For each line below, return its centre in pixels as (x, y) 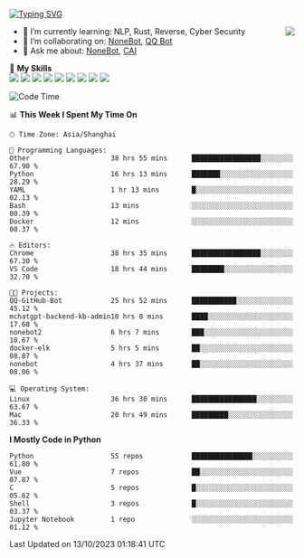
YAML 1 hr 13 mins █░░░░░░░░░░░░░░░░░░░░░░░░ (152, 190)
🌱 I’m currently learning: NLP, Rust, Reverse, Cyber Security (134, 31)
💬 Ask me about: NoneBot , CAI (80, 51)
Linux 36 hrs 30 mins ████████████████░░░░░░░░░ (152, 399)
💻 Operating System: (50, 389)
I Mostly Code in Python (55, 440)
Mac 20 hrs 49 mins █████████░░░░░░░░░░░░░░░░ (152, 415)
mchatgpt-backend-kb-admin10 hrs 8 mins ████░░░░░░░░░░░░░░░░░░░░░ (152, 317)
